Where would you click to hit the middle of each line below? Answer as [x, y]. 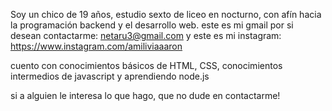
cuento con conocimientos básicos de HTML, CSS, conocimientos [146, 65]
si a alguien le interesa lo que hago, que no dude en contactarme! [145, 95]
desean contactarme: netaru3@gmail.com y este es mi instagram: [146, 35]
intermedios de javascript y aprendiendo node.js [110, 76]
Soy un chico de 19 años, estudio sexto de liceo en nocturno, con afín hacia [166, 14]
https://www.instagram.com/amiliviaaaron [96, 46]
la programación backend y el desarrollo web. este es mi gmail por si [152, 25]
